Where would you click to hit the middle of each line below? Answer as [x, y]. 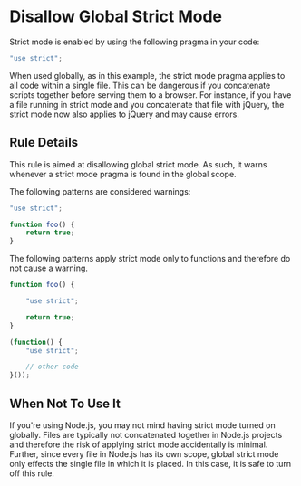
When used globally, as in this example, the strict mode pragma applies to [147, 75]
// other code [52, 367]
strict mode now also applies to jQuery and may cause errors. [125, 114]
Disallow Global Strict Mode [116, 17]
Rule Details [44, 143]
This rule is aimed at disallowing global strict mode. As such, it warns [138, 164]
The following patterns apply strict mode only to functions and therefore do [150, 259]
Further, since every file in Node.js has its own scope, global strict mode [144, 453]
